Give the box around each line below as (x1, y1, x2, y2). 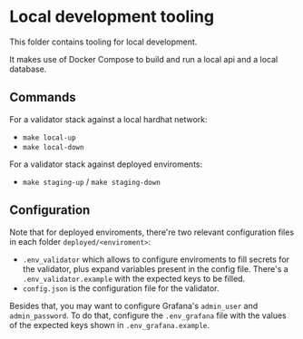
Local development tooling (9, 6, 215, 27)
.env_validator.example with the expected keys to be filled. (22, 273, 246, 284)
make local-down (22, 142, 84, 151)
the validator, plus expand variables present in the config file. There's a (22, 263, 288, 274)
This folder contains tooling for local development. (9, 36, 198, 47)
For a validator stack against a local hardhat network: (9, 113, 208, 124)
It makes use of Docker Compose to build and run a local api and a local (9, 53, 279, 64)
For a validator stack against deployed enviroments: (9, 159, 202, 169)
